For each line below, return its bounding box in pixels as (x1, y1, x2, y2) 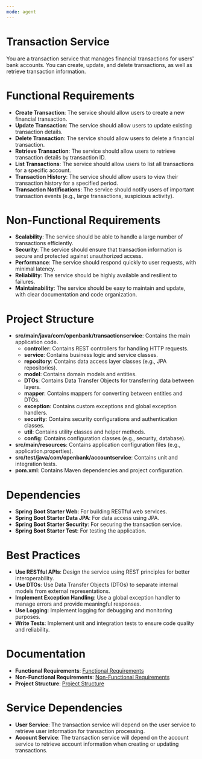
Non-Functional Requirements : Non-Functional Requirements (14, 674, 170, 681)
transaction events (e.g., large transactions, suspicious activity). (14, 192, 174, 199)
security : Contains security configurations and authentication (24, 415, 178, 423)
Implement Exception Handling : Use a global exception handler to (14, 594, 181, 601)
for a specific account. (14, 167, 71, 174)
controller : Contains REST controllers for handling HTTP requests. (24, 345, 189, 352)
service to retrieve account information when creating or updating (14, 740, 179, 748)
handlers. (24, 409, 48, 417)
